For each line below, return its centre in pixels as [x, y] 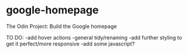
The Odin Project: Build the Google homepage [61, 26]
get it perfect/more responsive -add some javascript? [70, 44]
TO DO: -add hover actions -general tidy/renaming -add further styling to [94, 37]
